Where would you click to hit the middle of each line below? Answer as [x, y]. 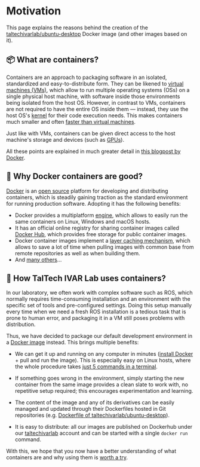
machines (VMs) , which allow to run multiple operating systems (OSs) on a [98, 90]
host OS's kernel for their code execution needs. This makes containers [94, 115]
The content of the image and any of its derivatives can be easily [95, 402]
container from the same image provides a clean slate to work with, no [101, 384]
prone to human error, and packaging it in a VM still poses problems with [96, 318]
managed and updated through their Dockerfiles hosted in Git [90, 409]
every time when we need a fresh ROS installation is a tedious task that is [96, 312]
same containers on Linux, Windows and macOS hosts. [83, 221]
